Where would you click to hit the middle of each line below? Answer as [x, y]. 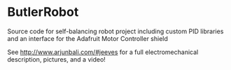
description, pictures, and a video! [57, 59]
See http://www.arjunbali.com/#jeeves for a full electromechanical [103, 52]
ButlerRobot [43, 12]
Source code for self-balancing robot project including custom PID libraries [115, 31]
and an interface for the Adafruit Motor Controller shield [87, 38]
